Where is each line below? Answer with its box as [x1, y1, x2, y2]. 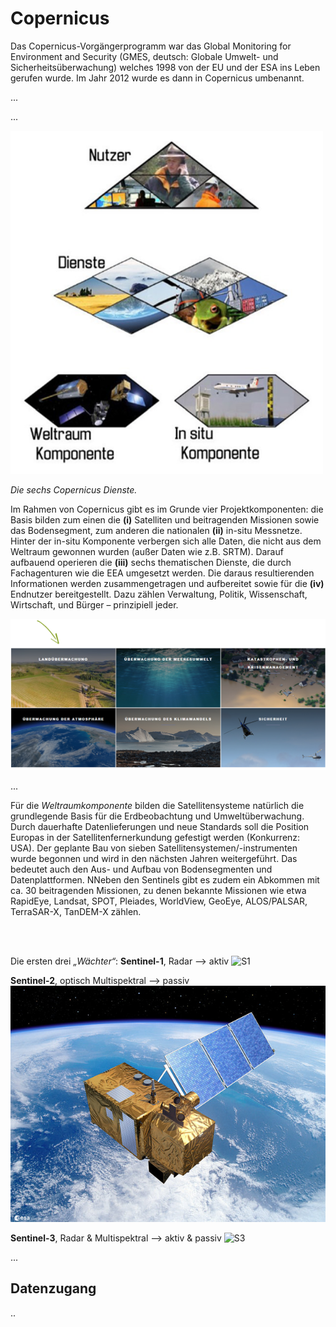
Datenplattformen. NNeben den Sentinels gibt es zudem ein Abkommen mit [10, 873, 320, 886]
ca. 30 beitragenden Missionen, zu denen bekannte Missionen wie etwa [10, 884, 307, 896]
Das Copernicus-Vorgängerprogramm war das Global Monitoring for [10, 40, 292, 52]
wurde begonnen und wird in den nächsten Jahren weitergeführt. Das [10, 852, 298, 864]
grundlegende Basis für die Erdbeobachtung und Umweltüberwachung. [10, 810, 305, 822]
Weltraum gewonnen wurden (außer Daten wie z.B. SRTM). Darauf [10, 545, 284, 557]
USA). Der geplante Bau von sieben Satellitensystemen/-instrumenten [10, 842, 298, 854]
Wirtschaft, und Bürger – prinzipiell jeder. [10, 598, 179, 611]
